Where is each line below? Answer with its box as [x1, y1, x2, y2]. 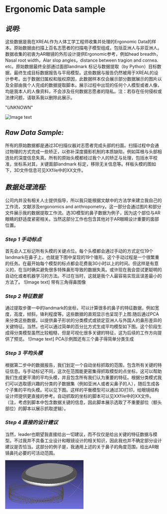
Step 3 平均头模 [5, 349, 43, 356]
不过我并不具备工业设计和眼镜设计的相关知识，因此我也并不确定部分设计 [13, 437, 162, 443]
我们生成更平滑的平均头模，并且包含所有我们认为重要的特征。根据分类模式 [5, 374, 158, 380]
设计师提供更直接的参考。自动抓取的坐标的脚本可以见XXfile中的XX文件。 [5, 393, 154, 399]
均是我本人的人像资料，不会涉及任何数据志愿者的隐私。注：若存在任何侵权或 [5, 88, 162, 94]
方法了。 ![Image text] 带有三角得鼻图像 [5, 279, 86, 285]
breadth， [140, 51, 161, 57]
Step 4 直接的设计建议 [5, 419, 58, 426]
